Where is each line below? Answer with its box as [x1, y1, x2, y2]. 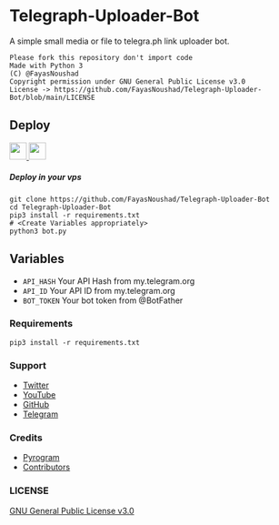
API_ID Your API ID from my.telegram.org [22, 285, 175, 296]
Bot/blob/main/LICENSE [9, 93, 95, 102]
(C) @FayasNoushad [9, 69, 79, 78]
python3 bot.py [9, 227, 67, 236]
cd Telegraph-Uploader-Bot [9, 202, 112, 212]
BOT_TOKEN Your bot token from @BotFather [22, 295, 184, 306]
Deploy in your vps [9, 172, 82, 183]
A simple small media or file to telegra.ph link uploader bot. [9, 35, 230, 46]
